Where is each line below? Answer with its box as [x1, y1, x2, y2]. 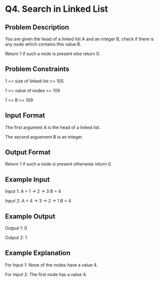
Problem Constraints [5, 65, 69, 73]
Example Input [5, 175, 50, 184]
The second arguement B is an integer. [5, 134, 83, 140]
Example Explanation [5, 249, 71, 257]
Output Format [5, 148, 51, 157]
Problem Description [5, 23, 69, 31]
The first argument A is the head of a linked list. [5, 124, 101, 130]
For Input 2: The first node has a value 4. [5, 271, 87, 277]
